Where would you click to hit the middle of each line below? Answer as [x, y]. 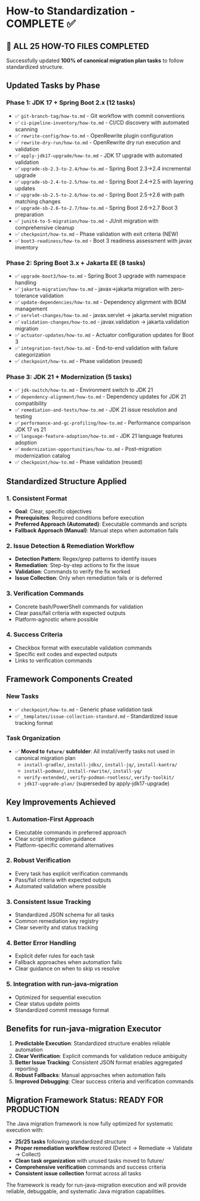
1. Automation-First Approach [50, 819]
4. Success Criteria [34, 635]
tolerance [27, 295]
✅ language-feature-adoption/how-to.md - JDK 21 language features [99, 436]
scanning [26, 129]
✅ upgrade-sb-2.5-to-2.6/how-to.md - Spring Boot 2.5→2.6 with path [100, 194]
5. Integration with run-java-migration [62, 984]
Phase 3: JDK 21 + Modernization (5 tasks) [69, 377]
